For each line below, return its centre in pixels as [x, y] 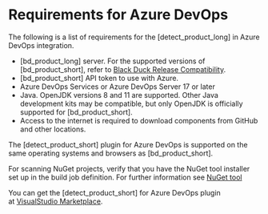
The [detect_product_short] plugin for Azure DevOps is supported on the [128, 144]
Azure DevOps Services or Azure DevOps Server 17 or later [118, 87]
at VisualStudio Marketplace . [56, 201]
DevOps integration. [41, 45]
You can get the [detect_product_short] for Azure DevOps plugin [115, 192]
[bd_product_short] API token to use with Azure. [99, 78]
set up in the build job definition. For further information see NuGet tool [125, 177]
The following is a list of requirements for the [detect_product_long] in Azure [134, 37]
